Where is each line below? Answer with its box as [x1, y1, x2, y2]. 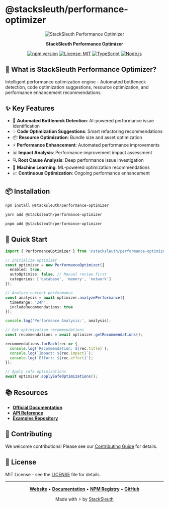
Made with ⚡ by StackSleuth [55, 496, 114, 502]
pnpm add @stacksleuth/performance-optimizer [5, 221, 102, 226]
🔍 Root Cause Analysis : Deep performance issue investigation [12, 157, 144, 163]
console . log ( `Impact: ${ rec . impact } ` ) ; [10, 350, 94, 356]
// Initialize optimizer [5, 258, 57, 263]
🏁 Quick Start [5, 235, 48, 244]
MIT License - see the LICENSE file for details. [5, 471, 101, 477]
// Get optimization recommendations [5, 328, 84, 333]
